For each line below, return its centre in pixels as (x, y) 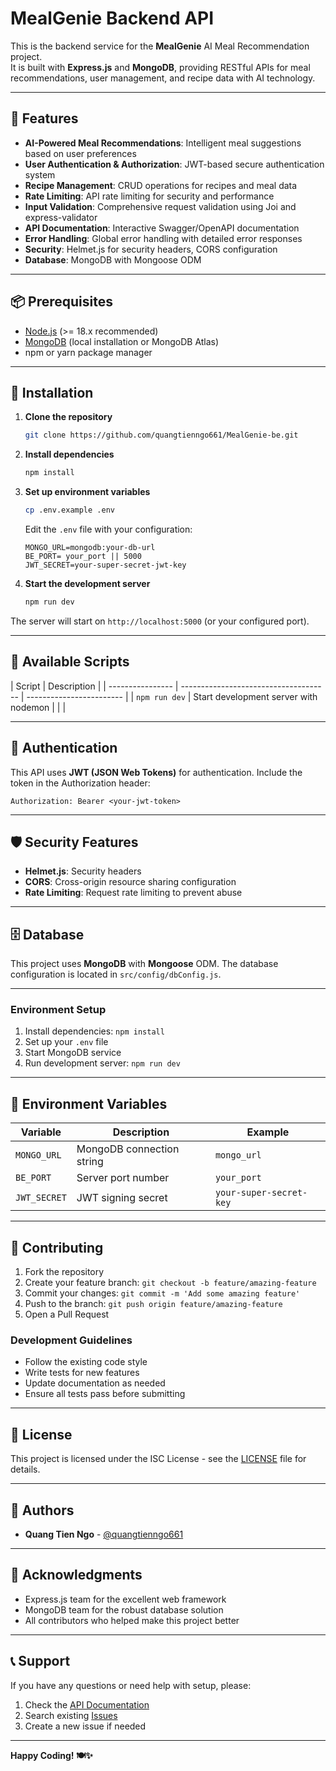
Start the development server (87, 583)
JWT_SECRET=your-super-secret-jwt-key (105, 565)
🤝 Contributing (57, 1247)
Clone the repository (68, 417)
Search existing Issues (71, 1715)
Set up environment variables (87, 492)
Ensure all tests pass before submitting (105, 1394)
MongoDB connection (128, 1149)
